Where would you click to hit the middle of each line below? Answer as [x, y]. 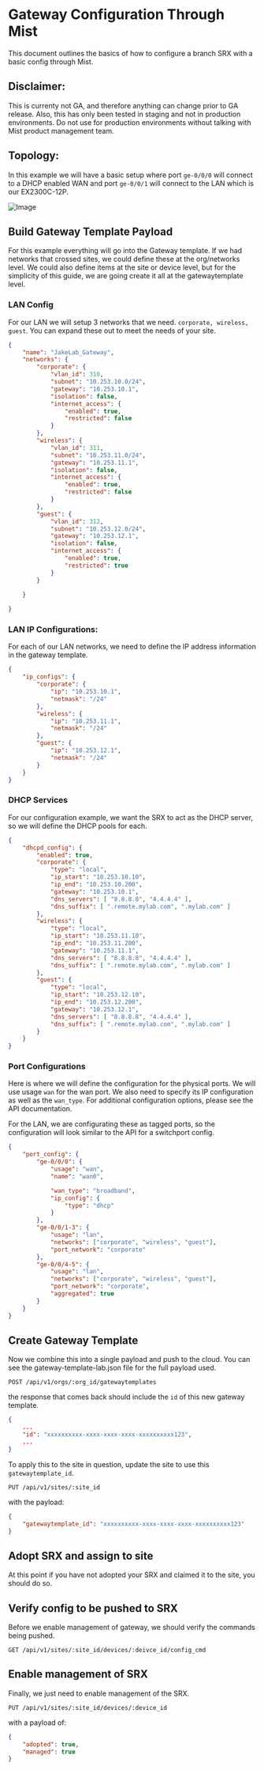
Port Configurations [47, 1067]
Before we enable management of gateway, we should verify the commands [132, 1627]
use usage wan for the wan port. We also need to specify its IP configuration [131, 1092]
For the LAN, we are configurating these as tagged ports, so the [112, 1124]
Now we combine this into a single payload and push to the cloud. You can [129, 1360]
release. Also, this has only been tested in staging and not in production [125, 114]
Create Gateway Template [73, 1340]
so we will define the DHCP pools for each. [78, 826]
